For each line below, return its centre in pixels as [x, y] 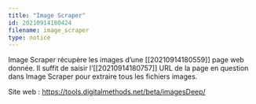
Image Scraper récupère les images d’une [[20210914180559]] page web [126, 60]
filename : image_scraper [49, 30]
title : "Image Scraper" [47, 15]
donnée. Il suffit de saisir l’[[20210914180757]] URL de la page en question [128, 69]
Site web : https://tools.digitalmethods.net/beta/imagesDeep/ [107, 92]
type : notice [29, 37]
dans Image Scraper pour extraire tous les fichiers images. [103, 76]
